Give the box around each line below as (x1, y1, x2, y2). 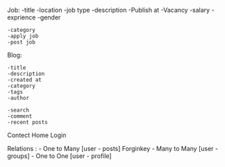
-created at (7, 76, 42, 83)
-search (7, 107, 30, 114)
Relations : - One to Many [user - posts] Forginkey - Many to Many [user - (7, 145, 219, 152)
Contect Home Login (7, 131, 67, 139)
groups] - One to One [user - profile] (7, 152, 112, 160)
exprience (7, 13, 36, 21)
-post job (7, 39, 36, 46)
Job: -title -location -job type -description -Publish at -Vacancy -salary (7, 6, 210, 14)
